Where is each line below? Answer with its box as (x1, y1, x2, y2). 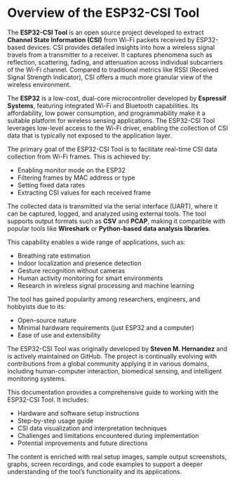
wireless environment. (7, 80, 72, 88)
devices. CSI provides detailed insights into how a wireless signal (27, 43, 215, 51)
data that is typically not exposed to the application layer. (7, 131, 173, 140)
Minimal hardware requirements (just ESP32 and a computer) (17, 323, 194, 331)
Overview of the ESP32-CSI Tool (7, 5, 200, 21)
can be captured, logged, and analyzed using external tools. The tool (7, 209, 207, 218)
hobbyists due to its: (7, 302, 66, 310)
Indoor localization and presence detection (17, 258, 142, 267)
